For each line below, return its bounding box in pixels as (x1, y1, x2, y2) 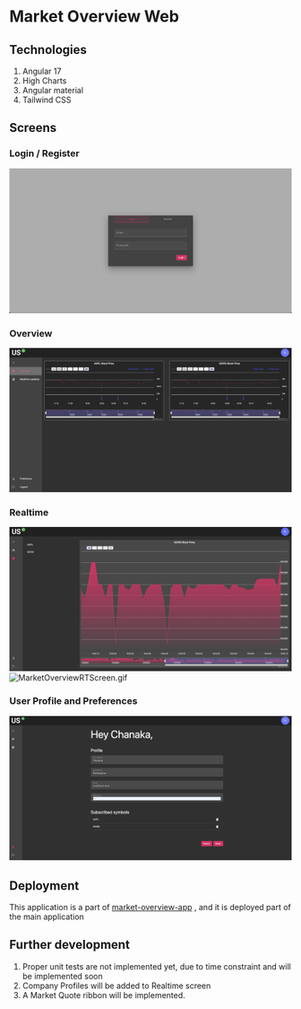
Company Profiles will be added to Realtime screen (21, 980, 211, 991)
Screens (9, 120, 56, 136)
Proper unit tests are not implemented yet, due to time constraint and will (21, 961, 291, 971)
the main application (9, 911, 85, 922)
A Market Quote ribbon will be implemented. (21, 989, 185, 1000)
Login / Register (9, 147, 80, 160)
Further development (9, 937, 130, 952)
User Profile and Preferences (9, 695, 138, 707)
